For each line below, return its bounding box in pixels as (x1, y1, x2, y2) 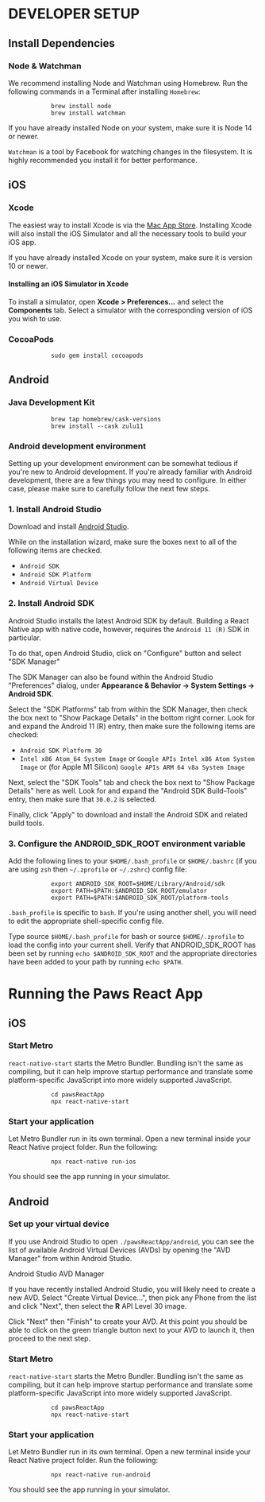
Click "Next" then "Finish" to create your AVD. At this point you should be (8, 1317, 248, 1326)
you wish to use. (8, 313, 62, 323)
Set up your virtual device (8, 1218, 109, 1229)
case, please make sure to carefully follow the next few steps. (8, 484, 210, 494)
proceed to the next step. (8, 1333, 91, 1343)
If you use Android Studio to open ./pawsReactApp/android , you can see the (8, 1236, 255, 1246)
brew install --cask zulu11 (50, 422, 144, 430)
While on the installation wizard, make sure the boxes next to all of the (8, 538, 237, 547)
